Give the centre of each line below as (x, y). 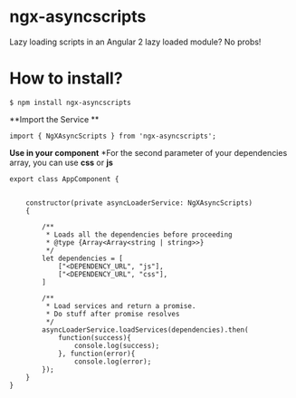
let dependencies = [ (83, 258)
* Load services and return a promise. (121, 306)
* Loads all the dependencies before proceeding (139, 234)
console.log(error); (113, 361)
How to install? (67, 78)
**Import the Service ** (54, 119)
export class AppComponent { (64, 179)
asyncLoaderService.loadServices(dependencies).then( (145, 330)
